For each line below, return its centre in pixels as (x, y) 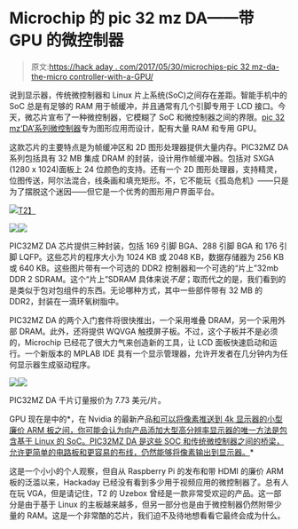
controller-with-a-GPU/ (111, 76)
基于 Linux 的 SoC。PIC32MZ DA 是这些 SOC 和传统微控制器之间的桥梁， (150, 441)
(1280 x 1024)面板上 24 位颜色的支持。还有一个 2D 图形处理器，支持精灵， (145, 169)
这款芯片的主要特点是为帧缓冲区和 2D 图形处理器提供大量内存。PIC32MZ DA (149, 146)
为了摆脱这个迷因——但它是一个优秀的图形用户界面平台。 (114, 191)
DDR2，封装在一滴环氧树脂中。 (67, 301)
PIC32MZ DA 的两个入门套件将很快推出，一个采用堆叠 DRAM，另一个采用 (144, 320)
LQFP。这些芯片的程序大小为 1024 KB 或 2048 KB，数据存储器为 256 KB (152, 257)
